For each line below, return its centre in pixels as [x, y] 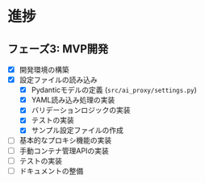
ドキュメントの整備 [51, 171]
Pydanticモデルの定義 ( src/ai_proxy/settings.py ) [114, 90]
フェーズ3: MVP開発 [58, 49]
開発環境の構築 [44, 70]
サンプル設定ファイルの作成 [77, 131]
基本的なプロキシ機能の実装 [65, 140]
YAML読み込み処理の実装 [73, 100]
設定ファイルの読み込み [58, 80]
